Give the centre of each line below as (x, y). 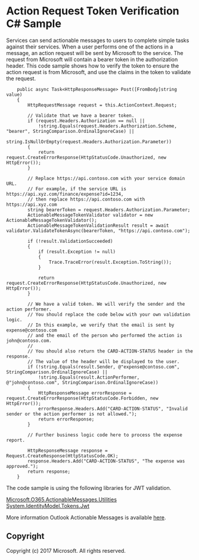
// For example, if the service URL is (77, 189)
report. (16, 440)
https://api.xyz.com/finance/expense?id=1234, (65, 194)
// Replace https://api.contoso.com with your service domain (106, 178)
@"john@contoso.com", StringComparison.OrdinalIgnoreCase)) (83, 382)
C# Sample (34, 24)
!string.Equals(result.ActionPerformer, (89, 377)
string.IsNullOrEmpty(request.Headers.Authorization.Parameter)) (89, 142)
